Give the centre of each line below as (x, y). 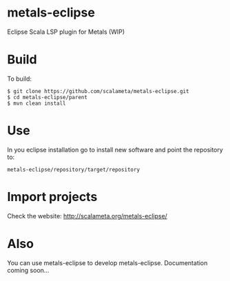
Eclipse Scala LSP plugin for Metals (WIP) (66, 32)
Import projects (52, 197)
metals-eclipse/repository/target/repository (73, 169)
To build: (20, 79)
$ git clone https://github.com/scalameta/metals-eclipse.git (98, 91)
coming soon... (28, 270)
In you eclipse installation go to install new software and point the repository (115, 149)
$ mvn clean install (37, 103)
